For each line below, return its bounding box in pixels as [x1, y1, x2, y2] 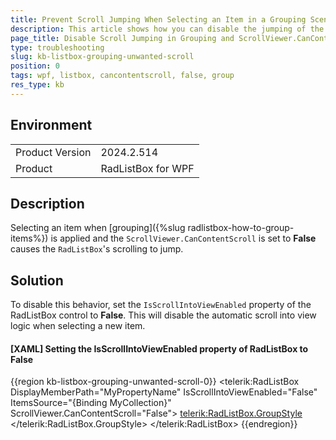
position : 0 [10, 61, 60, 71]
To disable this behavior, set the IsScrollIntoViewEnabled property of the [10, 299, 312, 311]
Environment [10, 117, 93, 134]
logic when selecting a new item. [10, 320, 146, 332]
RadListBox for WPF [100, 161, 195, 175]
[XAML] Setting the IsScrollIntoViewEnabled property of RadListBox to [10, 342, 309, 355]
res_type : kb [10, 80, 65, 90]
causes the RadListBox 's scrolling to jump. [10, 243, 184, 255]
